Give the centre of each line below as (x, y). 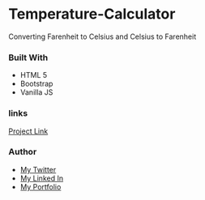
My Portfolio (41, 186)
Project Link (28, 131)
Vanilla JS (36, 92)
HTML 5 (34, 75)
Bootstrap (36, 84)
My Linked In (41, 178)
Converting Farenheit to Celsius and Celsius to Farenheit (102, 36)
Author (23, 152)
